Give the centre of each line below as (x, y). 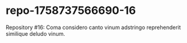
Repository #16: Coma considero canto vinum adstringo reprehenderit (93, 27)
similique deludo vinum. (35, 33)
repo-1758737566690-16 (71, 11)
